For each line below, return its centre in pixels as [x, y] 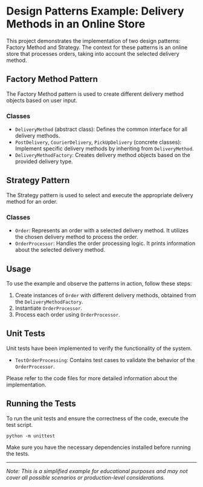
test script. [20, 425]
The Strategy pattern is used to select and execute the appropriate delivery [100, 195]
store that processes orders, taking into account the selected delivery [93, 53]
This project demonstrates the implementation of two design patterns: [93, 41]
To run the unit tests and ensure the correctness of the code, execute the [97, 418]
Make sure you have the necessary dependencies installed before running [99, 447]
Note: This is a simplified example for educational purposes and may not [97, 471]
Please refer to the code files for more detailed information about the [92, 378]
